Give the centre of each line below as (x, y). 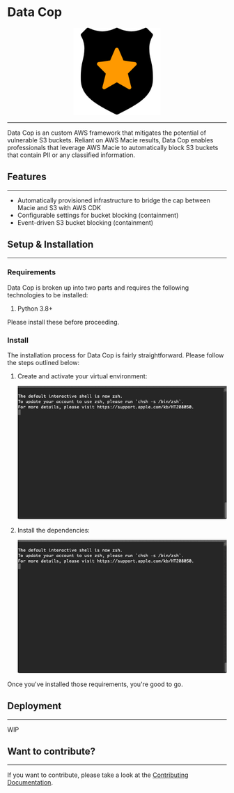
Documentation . (30, 782)
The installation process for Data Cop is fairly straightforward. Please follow (116, 355)
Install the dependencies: (54, 531)
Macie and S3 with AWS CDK (59, 207)
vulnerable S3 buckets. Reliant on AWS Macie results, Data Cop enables (110, 140)
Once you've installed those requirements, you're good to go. (95, 684)
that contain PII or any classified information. (71, 155)
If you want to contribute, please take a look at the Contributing (98, 775)
